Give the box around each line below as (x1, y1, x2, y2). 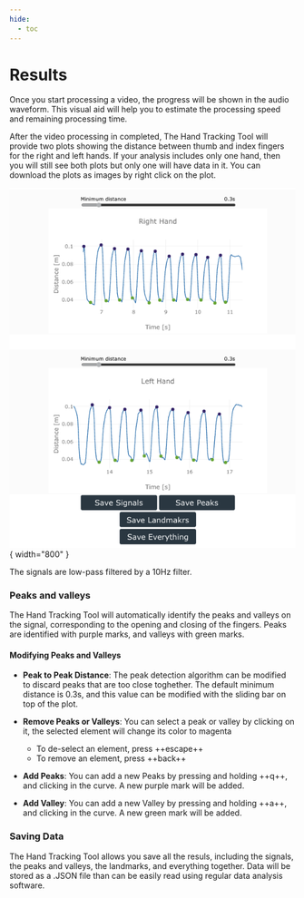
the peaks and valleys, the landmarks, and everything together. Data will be (9, 860, 291, 871)
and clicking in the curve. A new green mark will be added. (22, 807, 242, 818)
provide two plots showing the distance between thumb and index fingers (9, 141, 285, 151)
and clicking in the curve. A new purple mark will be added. (22, 780, 245, 791)
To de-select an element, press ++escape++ (35, 744, 204, 755)
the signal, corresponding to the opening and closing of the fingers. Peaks (9, 620, 288, 630)
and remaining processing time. (9, 113, 128, 124)
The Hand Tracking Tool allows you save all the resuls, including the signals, (9, 851, 294, 862)
